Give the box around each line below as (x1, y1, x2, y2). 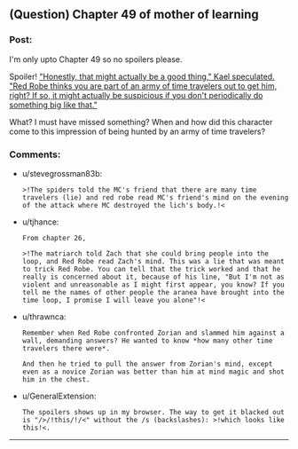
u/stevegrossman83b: (21, 168, 103, 178)
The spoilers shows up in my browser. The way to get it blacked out (21, 407, 286, 416)
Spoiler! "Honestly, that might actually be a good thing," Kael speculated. (9, 71, 275, 82)
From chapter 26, (21, 233, 87, 242)
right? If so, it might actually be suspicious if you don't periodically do (9, 90, 263, 100)
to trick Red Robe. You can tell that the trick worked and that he (21, 264, 281, 273)
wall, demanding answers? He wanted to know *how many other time (21, 336, 273, 345)
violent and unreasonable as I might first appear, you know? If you (21, 280, 286, 289)
